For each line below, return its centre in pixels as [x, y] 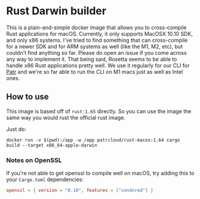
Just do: [16, 129]
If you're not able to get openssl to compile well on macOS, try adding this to [100, 173]
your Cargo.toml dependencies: [45, 179]
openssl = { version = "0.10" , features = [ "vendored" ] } [80, 191]
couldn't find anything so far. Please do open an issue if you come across [96, 52]
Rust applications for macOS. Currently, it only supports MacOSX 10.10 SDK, [99, 33]
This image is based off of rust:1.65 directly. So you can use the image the [99, 111]
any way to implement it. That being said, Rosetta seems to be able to [92, 59]
